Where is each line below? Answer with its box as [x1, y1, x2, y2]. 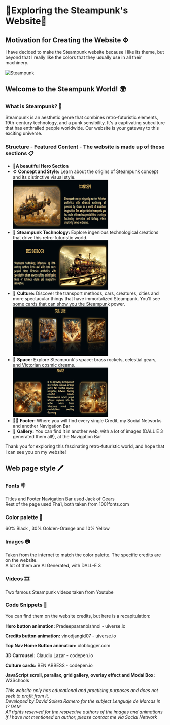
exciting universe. [5, 130, 42, 136]
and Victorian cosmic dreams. [12, 362, 76, 368]
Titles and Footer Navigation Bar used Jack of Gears [5, 496, 115, 502]
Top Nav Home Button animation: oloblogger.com [5, 642, 111, 648]
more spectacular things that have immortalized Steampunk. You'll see [12, 295, 160, 301]
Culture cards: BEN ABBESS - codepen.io [5, 662, 93, 668]
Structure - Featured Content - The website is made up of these [5, 143, 165, 150]
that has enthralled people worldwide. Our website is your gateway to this [5, 125, 159, 131]
